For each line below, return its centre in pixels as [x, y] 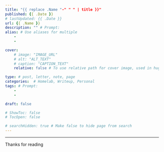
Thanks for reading [24, 144]
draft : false [18, 104]
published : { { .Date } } [29, 14]
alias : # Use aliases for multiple [41, 32]
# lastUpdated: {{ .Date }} [34, 19]
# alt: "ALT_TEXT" [32, 59]
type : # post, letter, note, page [40, 77]
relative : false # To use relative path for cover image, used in [83, 68]
